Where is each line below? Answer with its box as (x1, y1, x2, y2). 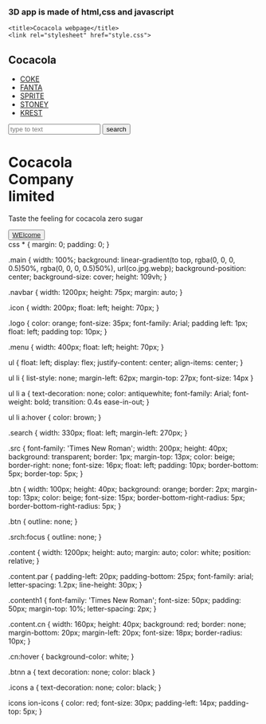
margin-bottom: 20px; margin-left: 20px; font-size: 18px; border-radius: (8, 628, 243, 638)
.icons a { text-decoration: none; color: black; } (8, 683, 162, 692)
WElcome (12, 230, 41, 239)
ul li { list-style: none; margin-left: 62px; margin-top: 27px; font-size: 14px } (8, 373, 254, 383)
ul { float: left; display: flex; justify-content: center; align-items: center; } (8, 358, 244, 368)
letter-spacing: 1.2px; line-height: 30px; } (8, 580, 143, 590)
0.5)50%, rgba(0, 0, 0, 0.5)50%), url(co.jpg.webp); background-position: (8, 264, 247, 273)
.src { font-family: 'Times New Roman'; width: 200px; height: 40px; (8, 443, 229, 453)
